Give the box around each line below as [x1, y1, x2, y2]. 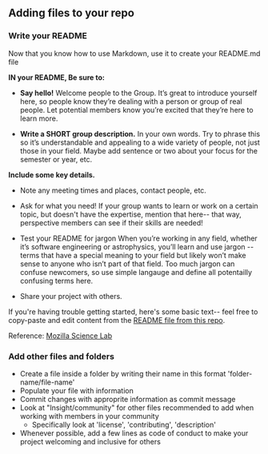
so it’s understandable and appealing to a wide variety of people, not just [19, 137, 260, 147]
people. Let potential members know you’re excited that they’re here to [19, 105, 254, 114]
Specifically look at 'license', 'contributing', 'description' [31, 420, 216, 429]
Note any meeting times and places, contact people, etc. [19, 185, 206, 195]
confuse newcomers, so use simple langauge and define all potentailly [19, 267, 253, 277]
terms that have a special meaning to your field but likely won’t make [19, 250, 246, 260]
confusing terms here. [19, 276, 94, 285]
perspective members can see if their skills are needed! [19, 217, 204, 227]
